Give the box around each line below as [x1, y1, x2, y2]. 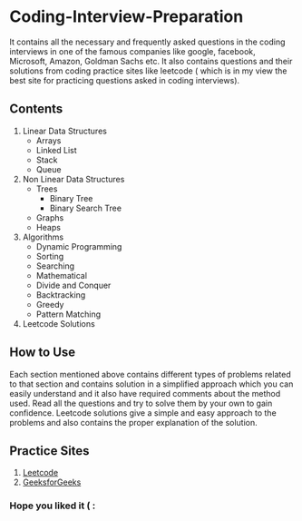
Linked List [35, 144, 77, 155]
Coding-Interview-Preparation [9, 6, 244, 27]
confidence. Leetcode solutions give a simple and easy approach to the [9, 407, 277, 418]
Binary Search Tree [49, 202, 122, 213]
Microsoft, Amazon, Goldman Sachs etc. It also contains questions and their [9, 55, 293, 66]
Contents [9, 102, 63, 117]
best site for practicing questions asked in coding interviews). [9, 74, 240, 85]
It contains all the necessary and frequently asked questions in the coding [9, 36, 286, 47]
